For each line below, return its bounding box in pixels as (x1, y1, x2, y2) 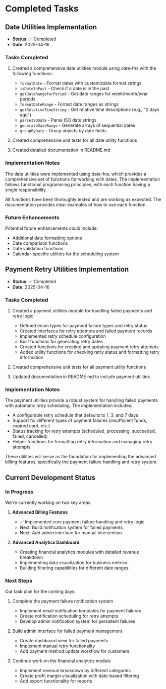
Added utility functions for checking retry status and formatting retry (19, 349, 160, 355)
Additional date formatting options (12, 235, 82, 241)
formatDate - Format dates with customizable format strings (19, 80, 142, 86)
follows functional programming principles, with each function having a (5, 181, 150, 187)
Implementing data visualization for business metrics (19, 559, 128, 565)
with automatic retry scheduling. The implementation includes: (5, 402, 133, 408)
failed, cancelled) (12, 433, 48, 439)
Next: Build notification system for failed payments (19, 524, 123, 530)
